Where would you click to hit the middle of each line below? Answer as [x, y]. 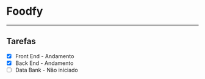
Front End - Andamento [45, 56]
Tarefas [21, 41]
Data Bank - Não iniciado [46, 70]
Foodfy [25, 11]
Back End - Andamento [44, 63]
